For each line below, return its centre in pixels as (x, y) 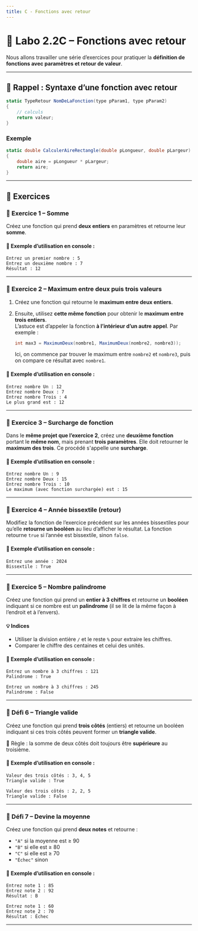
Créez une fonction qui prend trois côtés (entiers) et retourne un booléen (95, 725)
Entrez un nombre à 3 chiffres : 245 (52, 687)
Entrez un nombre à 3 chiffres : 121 (52, 672)
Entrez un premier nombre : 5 (43, 258)
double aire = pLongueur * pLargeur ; (63, 161)
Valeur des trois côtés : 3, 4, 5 (49, 775)
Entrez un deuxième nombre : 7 (44, 263)
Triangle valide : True (35, 780)
